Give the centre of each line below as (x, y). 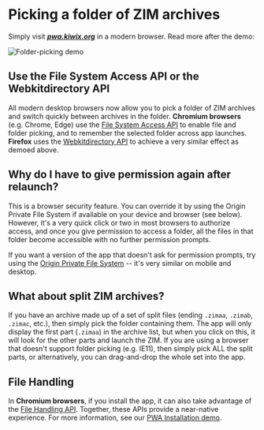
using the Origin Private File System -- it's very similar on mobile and (120, 263)
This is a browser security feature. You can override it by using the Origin (127, 206)
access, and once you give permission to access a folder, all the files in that (131, 231)
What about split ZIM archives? (86, 296)
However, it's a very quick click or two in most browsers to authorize (119, 222)
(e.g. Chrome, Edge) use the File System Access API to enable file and (122, 125)
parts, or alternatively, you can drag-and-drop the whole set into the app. (127, 357)
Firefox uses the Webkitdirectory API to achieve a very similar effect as (123, 141)
